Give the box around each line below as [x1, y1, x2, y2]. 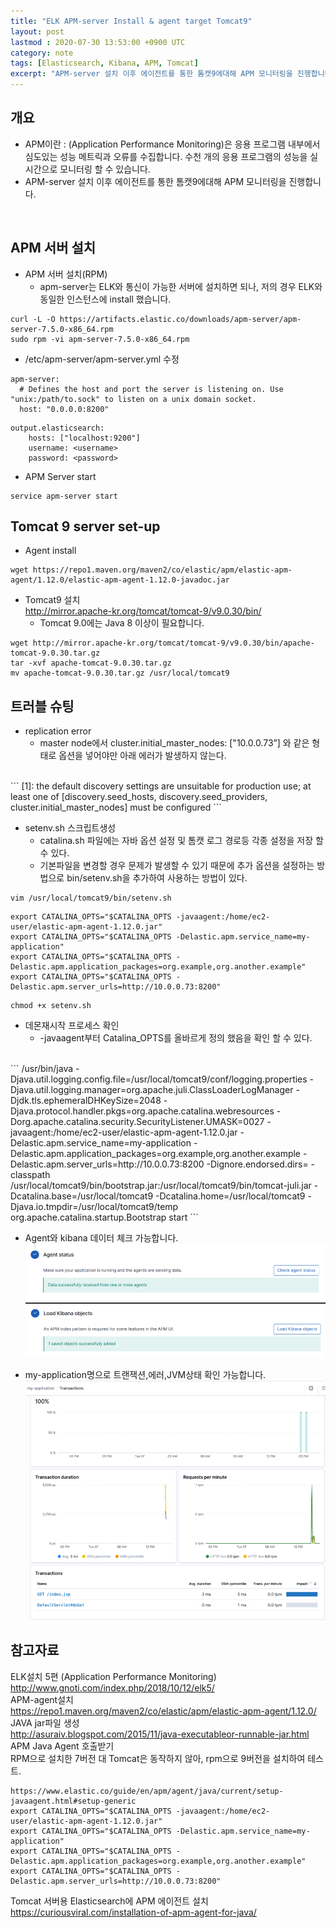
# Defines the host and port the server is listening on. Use [19, 384, 284, 394]
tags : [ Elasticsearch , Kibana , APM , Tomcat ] [10, 58, 199, 69]
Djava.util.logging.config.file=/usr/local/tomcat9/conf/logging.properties [10, 1073, 308, 1085]
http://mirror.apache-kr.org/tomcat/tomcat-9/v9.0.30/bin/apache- [32, 638, 315, 649]
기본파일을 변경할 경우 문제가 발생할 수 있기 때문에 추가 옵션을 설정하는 [39, 860, 315, 872]
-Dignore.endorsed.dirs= [206, 1158, 309, 1170]
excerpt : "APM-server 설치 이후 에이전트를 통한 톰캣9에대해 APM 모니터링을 [10, 69, 293, 79]
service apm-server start [10, 491, 118, 501]
